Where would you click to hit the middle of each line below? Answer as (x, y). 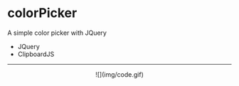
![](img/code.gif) (119, 74)
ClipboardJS (36, 54)
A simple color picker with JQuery (57, 33)
